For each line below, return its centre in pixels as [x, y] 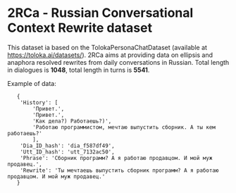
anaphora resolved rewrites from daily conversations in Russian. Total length [118, 62]
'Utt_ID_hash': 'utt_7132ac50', [67, 152]
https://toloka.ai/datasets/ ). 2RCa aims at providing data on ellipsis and [110, 55]
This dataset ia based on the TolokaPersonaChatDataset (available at [107, 47]
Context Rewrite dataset [80, 28]
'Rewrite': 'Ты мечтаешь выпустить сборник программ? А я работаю [119, 170]
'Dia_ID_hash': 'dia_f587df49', [67, 146]
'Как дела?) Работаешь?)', [72, 121]
